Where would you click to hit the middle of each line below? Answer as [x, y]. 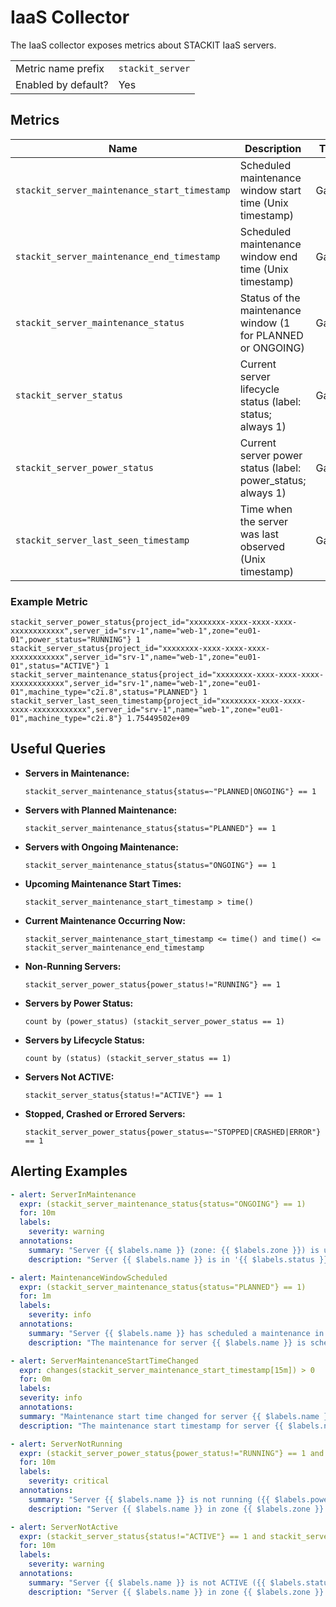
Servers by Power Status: [79, 1003]
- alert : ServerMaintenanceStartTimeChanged [104, 1361]
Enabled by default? [62, 84]
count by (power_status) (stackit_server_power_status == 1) [155, 1021]
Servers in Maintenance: [77, 773]
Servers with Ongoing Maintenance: [101, 847]
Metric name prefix [60, 68]
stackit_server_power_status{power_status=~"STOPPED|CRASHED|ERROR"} [173, 1132]
